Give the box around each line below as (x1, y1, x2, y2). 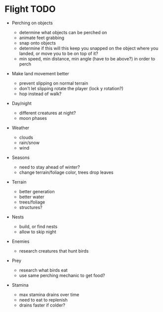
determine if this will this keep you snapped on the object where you (19, 45, 159, 51)
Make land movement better (11, 70, 70, 76)
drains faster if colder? (19, 302, 65, 308)
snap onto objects (19, 40, 56, 46)
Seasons (11, 155, 30, 160)
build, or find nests (19, 223, 58, 229)
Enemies (11, 238, 30, 244)
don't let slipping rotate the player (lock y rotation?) (19, 85, 124, 91)
